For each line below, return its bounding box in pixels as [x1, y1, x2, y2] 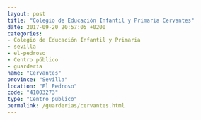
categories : [7, 30, 42, 37]
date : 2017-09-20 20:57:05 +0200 [7, 23, 106, 30]
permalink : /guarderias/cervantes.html [7, 102, 125, 109]
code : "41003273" [7, 89, 59, 96]
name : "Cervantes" [7, 69, 62, 76]
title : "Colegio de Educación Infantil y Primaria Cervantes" [7, 17, 195, 24]
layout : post [7, 10, 46, 18]
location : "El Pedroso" [7, 83, 78, 90]
